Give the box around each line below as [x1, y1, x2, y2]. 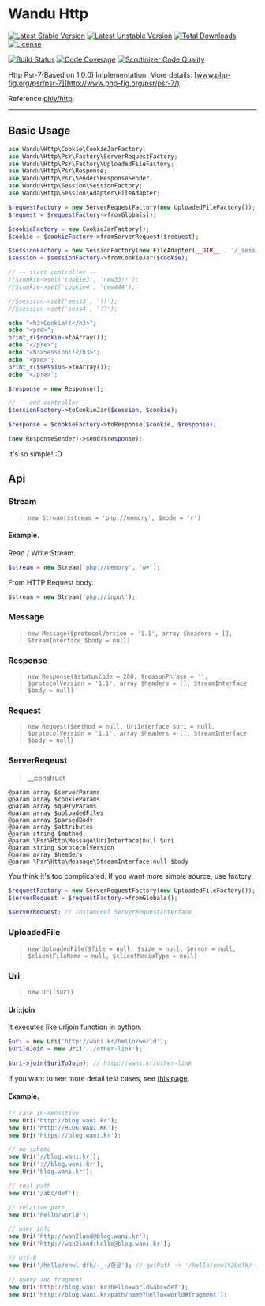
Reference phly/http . [8, 93, 75, 103]
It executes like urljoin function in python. [8, 1022, 142, 1032]
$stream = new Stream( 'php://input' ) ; [8, 592, 136, 601]
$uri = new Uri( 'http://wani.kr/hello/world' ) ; [8, 1038, 168, 1046]
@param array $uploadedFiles [8, 808, 104, 817]
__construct [27, 773, 65, 782]
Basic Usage [8, 124, 71, 138]
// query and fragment [8, 1275, 83, 1284]
